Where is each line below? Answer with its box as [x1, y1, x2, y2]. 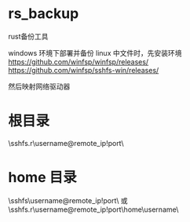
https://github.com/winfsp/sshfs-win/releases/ [8, 65, 159, 75]
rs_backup [8, 5, 79, 23]
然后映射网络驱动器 [8, 82, 71, 91]
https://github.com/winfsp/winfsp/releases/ [8, 56, 149, 67]
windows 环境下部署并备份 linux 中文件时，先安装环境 [8, 48, 182, 57]
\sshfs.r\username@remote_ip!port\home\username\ [8, 205, 179, 214]
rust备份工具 [8, 31, 49, 41]
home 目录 [8, 169, 77, 187]
